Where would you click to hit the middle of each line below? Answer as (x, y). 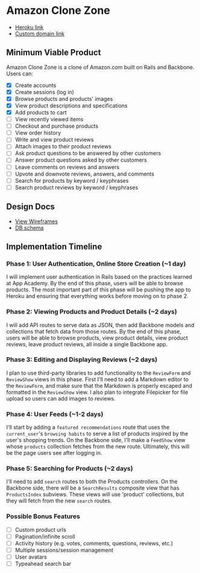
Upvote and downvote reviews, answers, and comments (85, 174)
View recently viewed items (49, 119)
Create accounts (36, 85)
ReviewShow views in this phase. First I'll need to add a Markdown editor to (97, 379)
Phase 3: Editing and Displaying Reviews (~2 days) (82, 359)
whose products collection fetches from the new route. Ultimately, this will (98, 446)
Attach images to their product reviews (63, 147)
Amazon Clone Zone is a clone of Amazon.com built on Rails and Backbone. (100, 67)
